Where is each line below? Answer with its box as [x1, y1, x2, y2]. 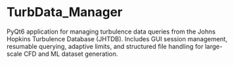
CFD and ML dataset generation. [23, 50, 118, 58]
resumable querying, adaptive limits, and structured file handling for [6, 42, 204, 50]
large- [204, 42, 223, 50]
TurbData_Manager [6, 4, 123, 20]
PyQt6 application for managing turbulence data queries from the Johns [6, 27, 216, 36]
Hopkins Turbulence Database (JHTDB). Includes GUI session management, [6, 34, 228, 43]
